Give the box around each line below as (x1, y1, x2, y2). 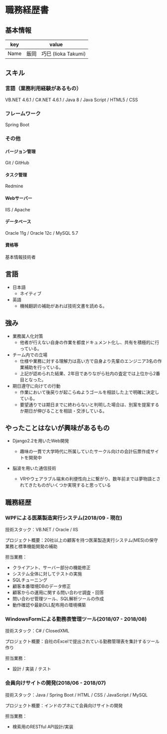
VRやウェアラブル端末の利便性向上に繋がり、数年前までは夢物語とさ (19, 476, 161, 482)
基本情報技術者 (5, 254, 36, 260)
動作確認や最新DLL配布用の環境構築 (12, 602, 86, 608)
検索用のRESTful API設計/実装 (12, 724, 74, 730)
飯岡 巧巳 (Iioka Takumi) (26, 50, 86, 57)
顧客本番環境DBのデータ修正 (12, 584, 71, 589)
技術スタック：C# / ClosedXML (5, 628, 70, 634)
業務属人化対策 (12, 333, 43, 339)
